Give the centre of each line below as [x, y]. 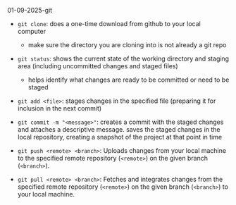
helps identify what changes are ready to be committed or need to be [129, 80]
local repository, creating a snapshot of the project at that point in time [120, 137]
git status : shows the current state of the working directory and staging [123, 58]
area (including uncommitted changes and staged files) [98, 66]
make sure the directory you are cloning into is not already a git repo [127, 45]
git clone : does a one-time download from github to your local [109, 24]
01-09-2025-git [30, 10]
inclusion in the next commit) [60, 108]
